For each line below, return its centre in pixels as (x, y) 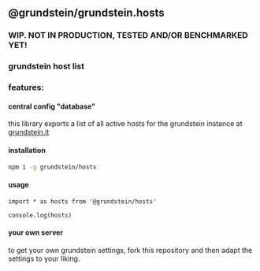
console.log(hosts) (40, 215)
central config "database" (52, 106)
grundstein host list (46, 66)
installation (27, 150)
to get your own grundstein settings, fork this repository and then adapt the (130, 250)
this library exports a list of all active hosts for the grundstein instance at (125, 124)
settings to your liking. (44, 258)
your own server (36, 232)
